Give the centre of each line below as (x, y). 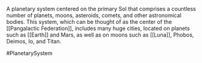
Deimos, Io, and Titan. (34, 41)
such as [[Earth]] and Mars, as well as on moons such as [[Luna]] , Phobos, (100, 35)
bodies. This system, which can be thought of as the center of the (89, 22)
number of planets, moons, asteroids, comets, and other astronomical (94, 15)
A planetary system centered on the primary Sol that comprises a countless (101, 9)
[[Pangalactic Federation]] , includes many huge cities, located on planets (98, 28)
